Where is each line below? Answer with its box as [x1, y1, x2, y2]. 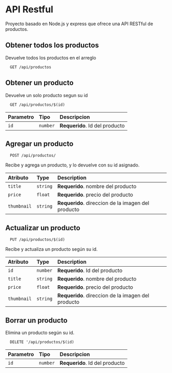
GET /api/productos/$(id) [10, 102, 66, 107]
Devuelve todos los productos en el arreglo [5, 54, 96, 61]
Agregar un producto [5, 139, 74, 148]
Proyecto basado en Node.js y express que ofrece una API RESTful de [5, 21, 154, 27]
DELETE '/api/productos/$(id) [10, 340, 74, 345]
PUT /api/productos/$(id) [10, 237, 66, 243]
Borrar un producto [5, 316, 68, 325]
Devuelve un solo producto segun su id [5, 92, 88, 98]
